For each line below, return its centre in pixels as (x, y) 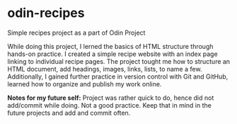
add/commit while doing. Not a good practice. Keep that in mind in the (110, 105)
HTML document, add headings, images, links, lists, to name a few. (105, 69)
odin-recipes (46, 13)
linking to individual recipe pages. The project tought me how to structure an (119, 61)
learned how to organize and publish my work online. (85, 84)
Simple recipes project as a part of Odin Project (76, 33)
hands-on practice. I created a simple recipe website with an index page (112, 54)
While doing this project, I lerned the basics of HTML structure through (110, 46)
